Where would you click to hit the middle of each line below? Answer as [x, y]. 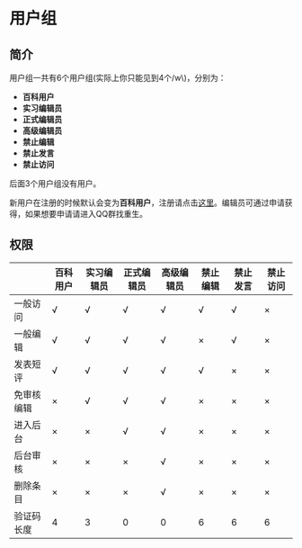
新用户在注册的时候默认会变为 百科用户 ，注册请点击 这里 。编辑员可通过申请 [147, 202]
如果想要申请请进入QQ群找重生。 [86, 214]
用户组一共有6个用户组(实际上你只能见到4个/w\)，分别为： [118, 78]
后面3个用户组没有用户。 [55, 184]
